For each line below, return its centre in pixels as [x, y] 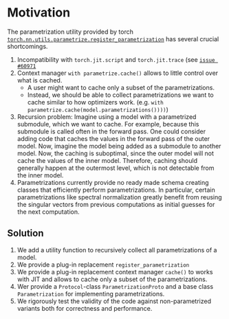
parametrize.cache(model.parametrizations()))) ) [98, 109]
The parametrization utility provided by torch [70, 32]
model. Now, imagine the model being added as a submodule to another [119, 146]
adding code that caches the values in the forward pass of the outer [113, 138]
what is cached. [40, 80]
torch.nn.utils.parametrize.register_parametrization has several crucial [113, 38]
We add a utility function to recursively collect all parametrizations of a [117, 250]
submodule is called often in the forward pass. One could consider [111, 131]
